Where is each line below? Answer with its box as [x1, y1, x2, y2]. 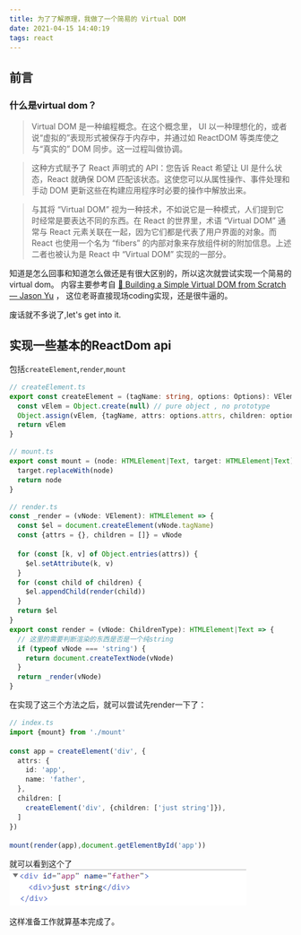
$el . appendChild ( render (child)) [25, 587, 146, 596]
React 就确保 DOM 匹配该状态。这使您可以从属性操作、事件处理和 [47, 174, 290, 185]
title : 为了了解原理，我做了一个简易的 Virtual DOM [9, 14, 186, 23]
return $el [17, 606, 58, 616]
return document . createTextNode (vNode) [25, 654, 175, 662]
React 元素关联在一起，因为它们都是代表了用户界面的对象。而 [48, 227, 278, 238]
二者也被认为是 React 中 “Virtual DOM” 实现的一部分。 [30, 249, 231, 260]
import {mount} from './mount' [9, 727, 126, 737]
